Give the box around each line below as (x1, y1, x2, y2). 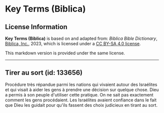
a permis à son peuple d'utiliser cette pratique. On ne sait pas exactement (5, 92, 154, 97)
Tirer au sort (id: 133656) (5, 69, 83, 77)
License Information (5, 23, 67, 31)
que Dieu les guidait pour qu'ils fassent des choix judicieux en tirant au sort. (5, 102, 158, 108)
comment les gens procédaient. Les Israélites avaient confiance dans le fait (5, 97, 157, 103)
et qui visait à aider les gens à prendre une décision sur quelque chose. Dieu (5, 86, 159, 93)
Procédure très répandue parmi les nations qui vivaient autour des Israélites (5, 81, 158, 87)
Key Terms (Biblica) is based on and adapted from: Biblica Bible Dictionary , (5, 35, 158, 41)
